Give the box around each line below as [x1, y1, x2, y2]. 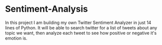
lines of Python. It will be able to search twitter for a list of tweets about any [5, 24, 158, 30]
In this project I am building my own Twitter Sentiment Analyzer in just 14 [5, 20, 152, 25]
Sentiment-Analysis [5, 3, 88, 15]
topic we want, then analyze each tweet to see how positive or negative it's [5, 30, 157, 36]
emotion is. [5, 35, 28, 41]
